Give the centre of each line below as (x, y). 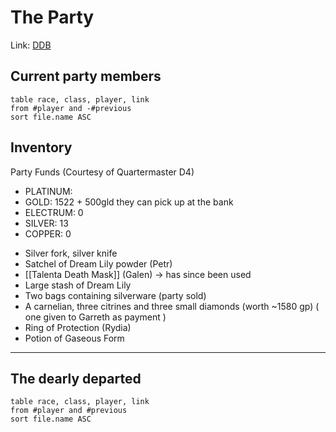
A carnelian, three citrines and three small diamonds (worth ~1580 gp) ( (172, 306)
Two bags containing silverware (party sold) (115, 295)
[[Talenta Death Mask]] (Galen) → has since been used (138, 274)
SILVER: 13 (46, 223)
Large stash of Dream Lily (78, 285)
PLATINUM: (48, 191)
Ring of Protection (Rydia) (78, 327)
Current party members (86, 76)
